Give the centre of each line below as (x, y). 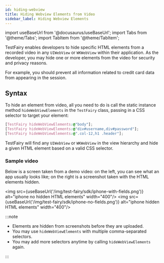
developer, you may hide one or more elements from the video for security (80, 58)
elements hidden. (23, 182)
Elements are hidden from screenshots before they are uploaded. (78, 226)
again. (18, 247)
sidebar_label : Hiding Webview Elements (47, 19)
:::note (12, 217)
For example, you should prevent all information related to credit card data (80, 73)
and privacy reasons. (26, 63)
